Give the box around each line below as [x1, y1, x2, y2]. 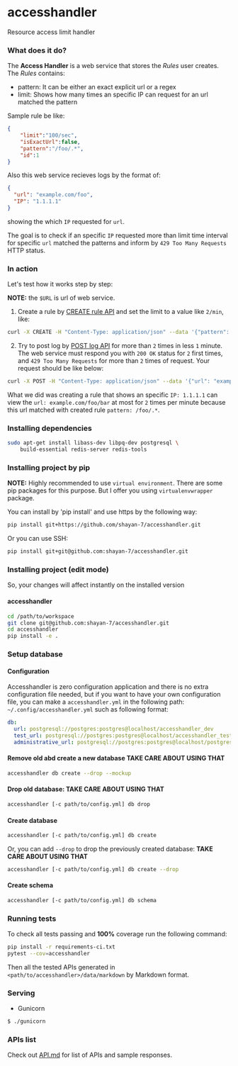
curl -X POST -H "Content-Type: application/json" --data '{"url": [7, 378, 211, 385]
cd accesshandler [7, 626, 59, 633]
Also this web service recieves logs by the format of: [7, 171, 161, 179]
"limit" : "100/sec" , [20, 132, 78, 139]
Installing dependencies [7, 423, 92, 433]
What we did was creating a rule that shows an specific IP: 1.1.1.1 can [7, 391, 218, 399]
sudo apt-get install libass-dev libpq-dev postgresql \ [7, 439, 179, 447]
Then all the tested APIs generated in [7, 963, 115, 971]
